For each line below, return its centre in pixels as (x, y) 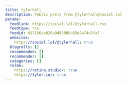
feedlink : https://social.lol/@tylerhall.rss (58, 24)
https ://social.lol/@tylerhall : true (54, 42)
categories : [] (26, 61)
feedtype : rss (24, 28)
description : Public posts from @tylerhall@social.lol (64, 14)
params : (13, 19)
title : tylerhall (23, 10)
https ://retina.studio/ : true (46, 70)
